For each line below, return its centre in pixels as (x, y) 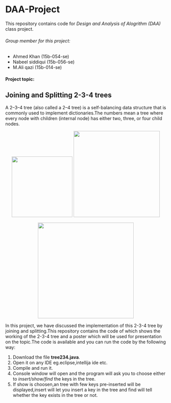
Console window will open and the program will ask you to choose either (89, 373)
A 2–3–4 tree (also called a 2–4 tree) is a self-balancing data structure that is (86, 107)
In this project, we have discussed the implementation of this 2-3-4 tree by (84, 325)
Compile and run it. (33, 368)
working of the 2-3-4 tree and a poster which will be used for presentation (83, 336)
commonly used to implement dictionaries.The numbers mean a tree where (84, 113)
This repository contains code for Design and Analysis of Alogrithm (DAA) (83, 23)
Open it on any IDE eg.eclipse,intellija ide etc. (60, 362)
